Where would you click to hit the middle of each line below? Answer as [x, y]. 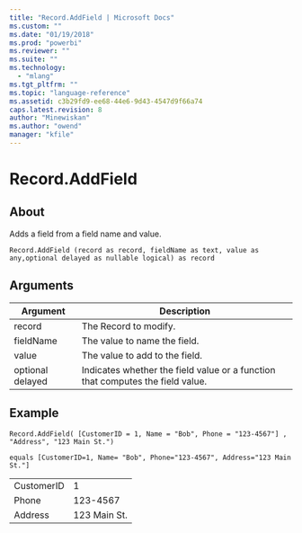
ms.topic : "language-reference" [70, 93]
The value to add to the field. [142, 355]
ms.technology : [38, 68]
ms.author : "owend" [46, 127]
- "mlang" [36, 76]
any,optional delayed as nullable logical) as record [112, 258]
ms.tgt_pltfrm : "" [44, 84]
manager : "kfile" [42, 135]
